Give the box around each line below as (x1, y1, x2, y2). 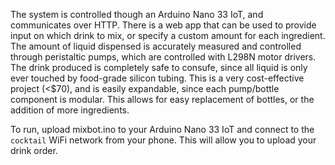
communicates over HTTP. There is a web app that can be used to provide (10, 19, 317, 31)
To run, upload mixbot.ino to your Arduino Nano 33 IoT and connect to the (10, 124, 315, 135)
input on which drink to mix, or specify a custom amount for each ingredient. (10, 30, 326, 41)
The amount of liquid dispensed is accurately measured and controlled (10, 40, 302, 52)
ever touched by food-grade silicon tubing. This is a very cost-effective (10, 72, 305, 84)
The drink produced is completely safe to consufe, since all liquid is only (10, 62, 308, 73)
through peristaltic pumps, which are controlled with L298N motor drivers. (10, 51, 317, 63)
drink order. (10, 145, 58, 156)
